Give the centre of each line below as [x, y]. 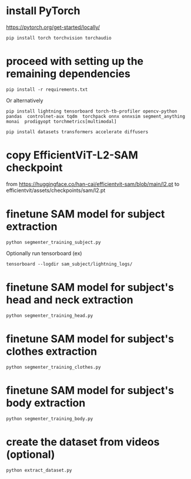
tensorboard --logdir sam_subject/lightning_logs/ [69, 264]
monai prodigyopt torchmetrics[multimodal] [61, 121]
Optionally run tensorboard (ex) [44, 253]
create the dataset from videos [83, 442]
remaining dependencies [68, 74]
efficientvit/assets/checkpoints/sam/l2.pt [56, 190]
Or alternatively [25, 100]
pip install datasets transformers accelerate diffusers [77, 132]
